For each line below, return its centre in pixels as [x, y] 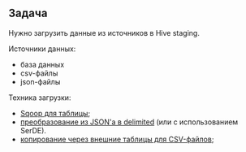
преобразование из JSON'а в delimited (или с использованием [129, 122]
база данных [42, 64]
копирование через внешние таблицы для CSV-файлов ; [117, 139]
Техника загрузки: [40, 98]
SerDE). [33, 130]
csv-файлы [39, 73]
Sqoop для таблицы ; [55, 113]
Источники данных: [42, 49]
